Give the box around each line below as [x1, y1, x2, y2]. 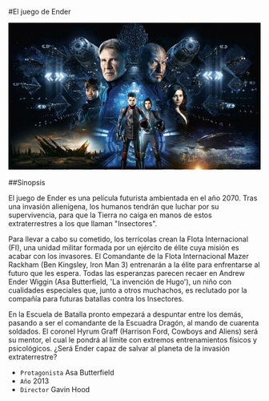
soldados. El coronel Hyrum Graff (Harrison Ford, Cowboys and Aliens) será [8, 326, 259, 336]
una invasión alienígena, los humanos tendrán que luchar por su [8, 202, 219, 212]
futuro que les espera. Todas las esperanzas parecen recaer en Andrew [8, 269, 246, 278]
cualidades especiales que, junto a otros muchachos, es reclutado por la [8, 286, 247, 295]
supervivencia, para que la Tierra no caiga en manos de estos [8, 210, 212, 220]
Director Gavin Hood [19, 385, 90, 395]
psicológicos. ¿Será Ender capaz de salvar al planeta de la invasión [8, 344, 231, 354]
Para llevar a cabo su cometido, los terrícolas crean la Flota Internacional [8, 234, 249, 244]
